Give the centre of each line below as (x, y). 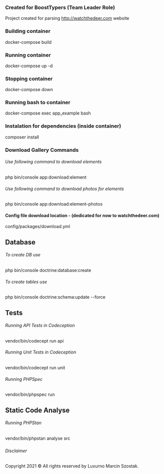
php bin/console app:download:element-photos (54, 204)
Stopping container (29, 79)
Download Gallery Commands (42, 150)
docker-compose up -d (29, 66)
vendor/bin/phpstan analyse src (38, 438)
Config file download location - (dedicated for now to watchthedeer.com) (82, 215)
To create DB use (23, 255)
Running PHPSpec (24, 379)
